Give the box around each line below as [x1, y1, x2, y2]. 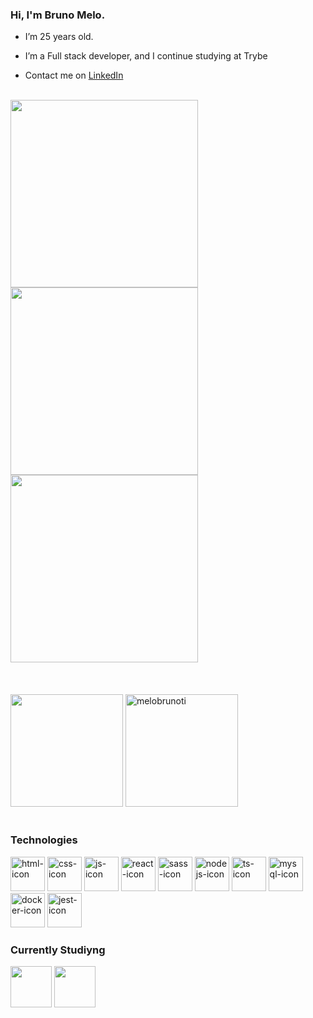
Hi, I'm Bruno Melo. [10, 8, 106, 22]
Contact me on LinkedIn [24, 69, 124, 82]
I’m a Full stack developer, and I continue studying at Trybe [24, 50, 268, 62]
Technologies [10, 833, 78, 847]
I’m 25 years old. [24, 31, 94, 43]
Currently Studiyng [10, 943, 106, 957]
